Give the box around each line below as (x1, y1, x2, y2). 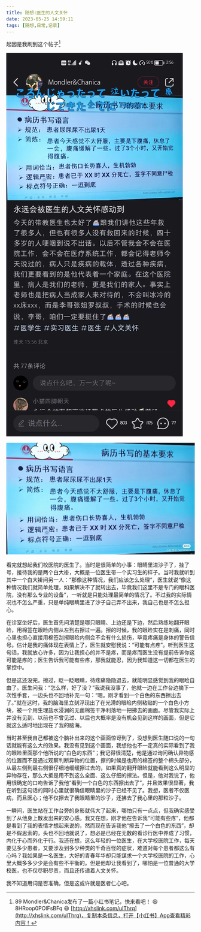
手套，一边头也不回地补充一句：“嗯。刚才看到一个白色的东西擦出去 (16, 692, 182, 699)
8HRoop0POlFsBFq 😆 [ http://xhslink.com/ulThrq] (14, 905, 138, 912)
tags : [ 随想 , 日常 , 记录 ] (6, 22, 60, 28)
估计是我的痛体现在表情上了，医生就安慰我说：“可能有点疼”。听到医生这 (16, 641, 194, 649)
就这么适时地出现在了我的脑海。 (6, 722, 85, 729)
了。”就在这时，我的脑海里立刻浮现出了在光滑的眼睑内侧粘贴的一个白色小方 (6, 699, 190, 707)
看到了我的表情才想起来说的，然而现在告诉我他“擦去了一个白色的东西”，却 (11, 822, 194, 830)
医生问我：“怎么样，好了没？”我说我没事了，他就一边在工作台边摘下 (22, 684, 190, 692)
